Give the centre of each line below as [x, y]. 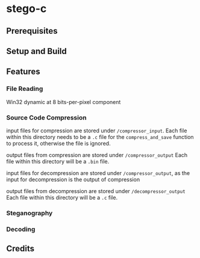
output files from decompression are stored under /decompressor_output [96, 191]
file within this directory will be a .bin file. [58, 161]
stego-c [27, 9]
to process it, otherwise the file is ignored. [58, 143]
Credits [20, 249]
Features [23, 72]
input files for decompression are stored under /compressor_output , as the [98, 173]
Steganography [30, 213]
